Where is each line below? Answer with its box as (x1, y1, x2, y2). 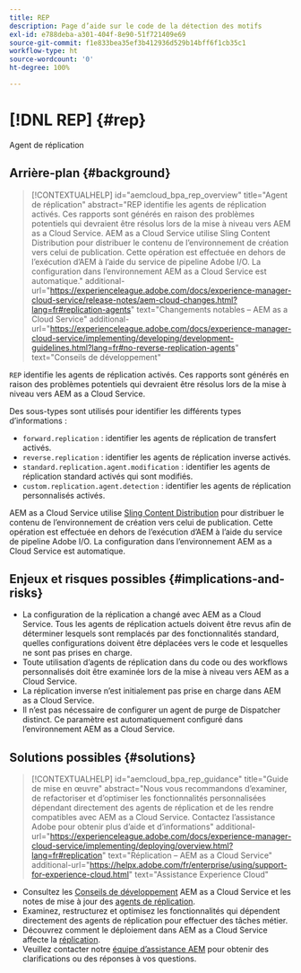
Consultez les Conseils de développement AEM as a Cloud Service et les (21, 887, 291, 898)
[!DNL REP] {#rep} (9, 110, 146, 130)
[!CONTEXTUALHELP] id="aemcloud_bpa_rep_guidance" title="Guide (30, 774, 289, 784)
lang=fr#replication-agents (30, 304, 132, 314)
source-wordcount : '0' (9, 55, 94, 64)
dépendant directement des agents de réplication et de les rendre (30, 802, 274, 813)
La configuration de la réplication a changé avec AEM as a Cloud (21, 609, 262, 620)
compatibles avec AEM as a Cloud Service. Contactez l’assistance (30, 812, 276, 823)
